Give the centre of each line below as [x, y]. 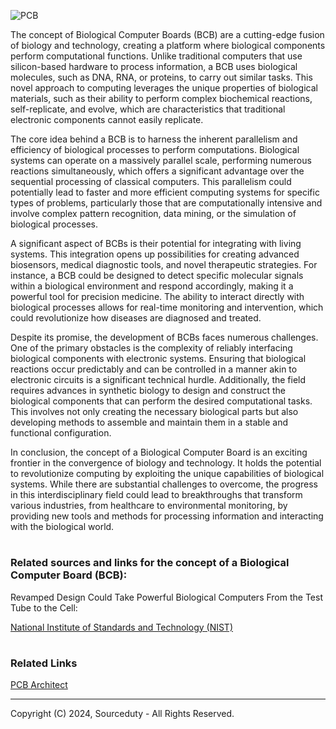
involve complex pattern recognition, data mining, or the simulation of [153, 213]
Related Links [44, 663]
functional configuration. [61, 433]
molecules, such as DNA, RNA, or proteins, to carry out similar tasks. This [161, 77]
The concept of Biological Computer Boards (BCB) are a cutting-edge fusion [167, 34]
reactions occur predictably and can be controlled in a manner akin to [154, 369]
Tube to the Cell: [44, 607]
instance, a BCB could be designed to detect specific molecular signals [157, 275]
